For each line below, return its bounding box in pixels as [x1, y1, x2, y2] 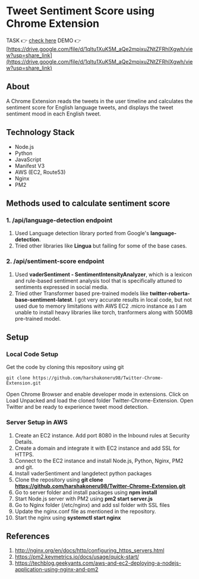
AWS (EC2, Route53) [14, 168, 66, 176]
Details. [14, 438, 34, 445]
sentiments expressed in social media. [14, 283, 109, 290]
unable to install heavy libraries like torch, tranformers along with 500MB [14, 308, 193, 316]
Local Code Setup [6, 350, 58, 358]
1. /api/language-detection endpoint [6, 216, 113, 224]
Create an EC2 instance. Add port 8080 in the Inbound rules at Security [14, 431, 190, 439]
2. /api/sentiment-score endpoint [6, 257, 105, 265]
